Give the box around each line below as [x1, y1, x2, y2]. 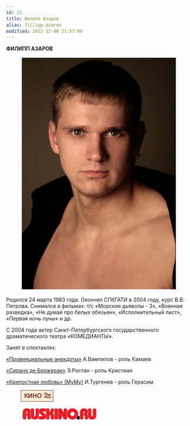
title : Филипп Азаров [6, 15, 59, 22]
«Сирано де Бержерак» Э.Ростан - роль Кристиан [6, 367, 133, 374]
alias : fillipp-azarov [6, 22, 62, 28]
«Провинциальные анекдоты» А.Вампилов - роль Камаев [6, 356, 152, 363]
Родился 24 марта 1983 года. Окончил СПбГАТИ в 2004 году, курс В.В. [6, 296, 185, 303]
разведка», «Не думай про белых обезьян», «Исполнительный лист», [6, 309, 182, 316]
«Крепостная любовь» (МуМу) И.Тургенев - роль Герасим [6, 378, 154, 386]
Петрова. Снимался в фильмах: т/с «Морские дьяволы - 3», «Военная [6, 303, 183, 310]
